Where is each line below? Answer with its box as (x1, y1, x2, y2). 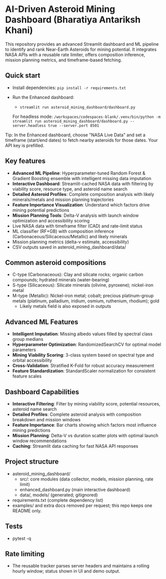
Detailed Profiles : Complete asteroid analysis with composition (12, 411, 141, 417)
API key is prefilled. (5, 142, 45, 148)
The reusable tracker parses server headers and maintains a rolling (12, 563, 150, 569)
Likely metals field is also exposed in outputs (19, 303, 111, 309)
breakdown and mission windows (12, 417, 81, 422)
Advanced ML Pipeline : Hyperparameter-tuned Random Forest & (12, 170, 146, 176)
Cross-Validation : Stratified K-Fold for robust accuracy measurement (12, 363, 155, 369)
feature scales (12, 373, 42, 379)
